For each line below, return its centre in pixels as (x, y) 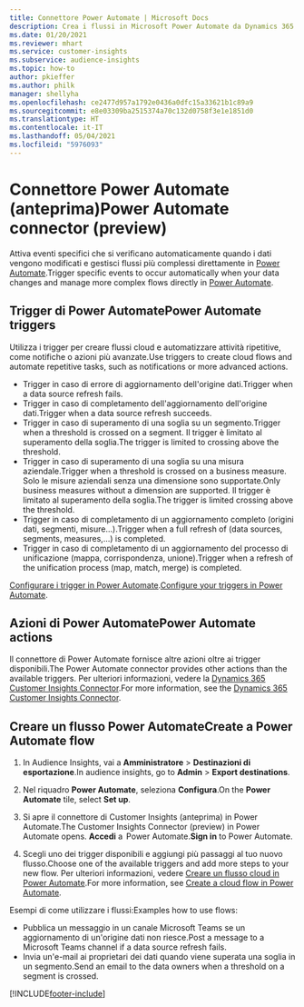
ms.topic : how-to (42, 69)
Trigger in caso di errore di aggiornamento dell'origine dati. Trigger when (157, 384)
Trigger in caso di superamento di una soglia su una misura (133, 461)
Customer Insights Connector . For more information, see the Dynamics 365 (148, 688)
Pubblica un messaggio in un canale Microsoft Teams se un (134, 928)
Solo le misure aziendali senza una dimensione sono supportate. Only (152, 480)
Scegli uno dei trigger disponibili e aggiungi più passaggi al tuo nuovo (152, 854)
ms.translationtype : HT (54, 119)
